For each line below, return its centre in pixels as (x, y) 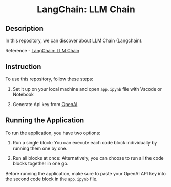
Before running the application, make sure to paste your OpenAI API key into (86, 173)
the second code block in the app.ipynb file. (51, 179)
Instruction (23, 67)
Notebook (23, 94)
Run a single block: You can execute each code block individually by (85, 142)
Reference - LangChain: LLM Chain (42, 50)
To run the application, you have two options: (53, 133)
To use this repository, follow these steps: (49, 79)
